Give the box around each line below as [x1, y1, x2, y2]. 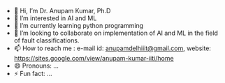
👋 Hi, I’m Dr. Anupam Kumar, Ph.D [13, 7, 111, 15]
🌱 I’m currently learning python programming [13, 22, 144, 29]
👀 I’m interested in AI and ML [13, 14, 97, 22]
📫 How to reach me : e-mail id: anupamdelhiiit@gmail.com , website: [13, 44, 212, 52]
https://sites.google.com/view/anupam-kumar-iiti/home [13, 54, 174, 62]
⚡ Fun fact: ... [13, 70, 52, 77]
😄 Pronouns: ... [13, 61, 59, 70]
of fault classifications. [13, 36, 80, 45]
